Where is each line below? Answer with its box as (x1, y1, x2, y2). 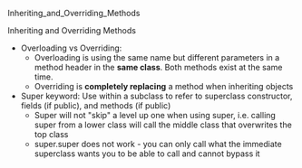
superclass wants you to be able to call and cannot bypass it (34, 148, 260, 159)
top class (34, 129, 69, 139)
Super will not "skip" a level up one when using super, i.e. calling (34, 110, 277, 120)
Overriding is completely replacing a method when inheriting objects (34, 81, 294, 91)
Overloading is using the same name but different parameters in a (34, 52, 280, 62)
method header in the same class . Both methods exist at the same (34, 62, 283, 72)
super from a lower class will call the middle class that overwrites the (34, 119, 293, 130)
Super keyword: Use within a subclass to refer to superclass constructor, (20, 90, 293, 101)
